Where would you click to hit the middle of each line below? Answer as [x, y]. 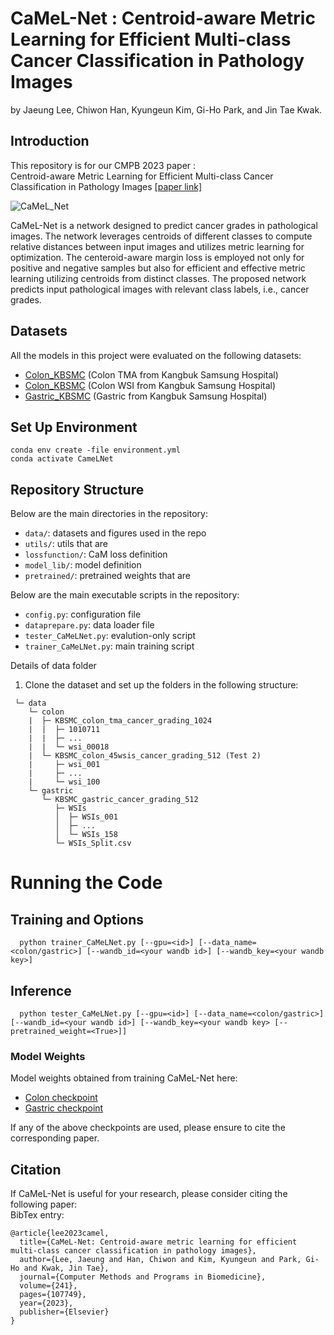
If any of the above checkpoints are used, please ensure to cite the [148, 1128]
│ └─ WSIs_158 [86, 835]
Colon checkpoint [61, 1098]
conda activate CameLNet [62, 459]
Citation [36, 1169]
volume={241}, [48, 1286]
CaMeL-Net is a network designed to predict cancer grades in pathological [164, 225]
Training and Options [77, 919]
